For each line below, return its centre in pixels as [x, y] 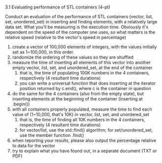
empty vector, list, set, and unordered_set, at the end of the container [82, 68]
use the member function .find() [52, 135]
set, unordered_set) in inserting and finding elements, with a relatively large [81, 22]
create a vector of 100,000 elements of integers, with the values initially [84, 47]
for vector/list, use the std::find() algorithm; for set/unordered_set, [86, 130]
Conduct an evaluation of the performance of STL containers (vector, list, [79, 16]
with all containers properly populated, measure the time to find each [82, 109]
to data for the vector [34, 146]
